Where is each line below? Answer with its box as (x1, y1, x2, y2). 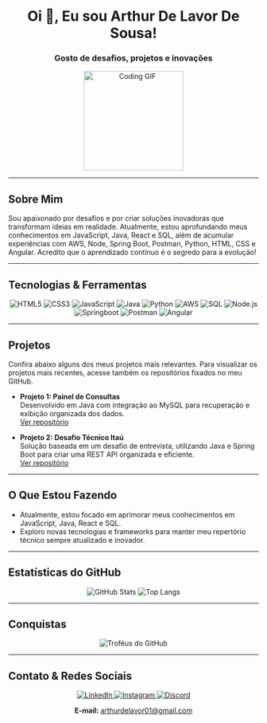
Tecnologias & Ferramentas (8, 278, 147, 292)
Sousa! (110, 24, 157, 42)
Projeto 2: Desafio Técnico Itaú (19, 432, 125, 442)
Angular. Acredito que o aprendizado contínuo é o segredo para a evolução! (8, 247, 257, 257)
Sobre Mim (8, 192, 64, 206)
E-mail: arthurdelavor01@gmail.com (74, 705, 193, 716)
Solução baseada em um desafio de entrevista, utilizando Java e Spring (19, 441, 255, 450)
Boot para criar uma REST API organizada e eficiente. (19, 450, 195, 459)
